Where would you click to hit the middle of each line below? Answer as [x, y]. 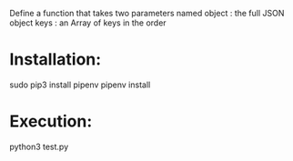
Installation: [56, 60]
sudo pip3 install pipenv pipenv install [80, 85]
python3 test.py [39, 146]
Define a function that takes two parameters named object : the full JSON [147, 13]
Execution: [51, 121]
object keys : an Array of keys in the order [88, 23]
